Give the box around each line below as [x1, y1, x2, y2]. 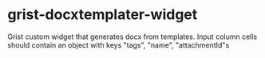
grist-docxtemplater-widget [7, 6, 198, 24]
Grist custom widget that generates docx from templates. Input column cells [7, 32, 257, 41]
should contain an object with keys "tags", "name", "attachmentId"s [7, 40, 230, 49]
